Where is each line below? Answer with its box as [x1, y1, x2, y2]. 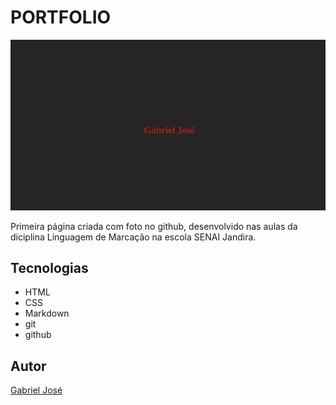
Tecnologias [10, 260, 89, 276]
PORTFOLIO [10, 6, 112, 29]
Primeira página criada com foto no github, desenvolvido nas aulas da [10, 220, 298, 232]
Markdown [24, 307, 70, 320]
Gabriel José [10, 384, 63, 396]
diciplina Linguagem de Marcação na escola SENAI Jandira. [10, 231, 257, 243]
